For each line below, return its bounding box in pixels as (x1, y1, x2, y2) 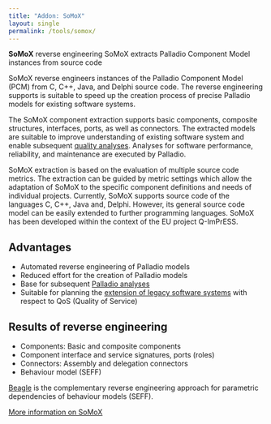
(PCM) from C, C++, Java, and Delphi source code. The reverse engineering (8, 82, 264, 92)
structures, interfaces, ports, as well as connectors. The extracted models (8, 123, 256, 134)
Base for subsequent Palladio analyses (19, 279, 150, 289)
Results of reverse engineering (8, 319, 168, 333)
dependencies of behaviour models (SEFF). (8, 392, 154, 401)
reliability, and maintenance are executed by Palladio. (8, 149, 187, 159)
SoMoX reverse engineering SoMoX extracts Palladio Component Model (8, 49, 251, 59)
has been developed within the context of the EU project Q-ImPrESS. (8, 216, 239, 227)
